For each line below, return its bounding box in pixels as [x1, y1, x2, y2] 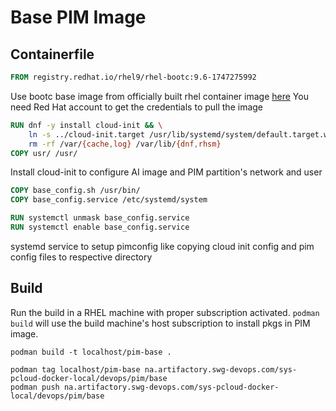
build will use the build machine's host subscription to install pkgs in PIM [10, 317, 311, 329]
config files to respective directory [10, 251, 153, 263]
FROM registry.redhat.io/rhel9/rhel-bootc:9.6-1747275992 [10, 72, 257, 82]
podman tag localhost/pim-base [10, 364, 141, 375]
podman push [10, 382, 60, 392]
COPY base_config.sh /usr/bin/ [10, 186, 141, 196]
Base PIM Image [10, 6, 147, 29]
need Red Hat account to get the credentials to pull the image [10, 101, 264, 113]
